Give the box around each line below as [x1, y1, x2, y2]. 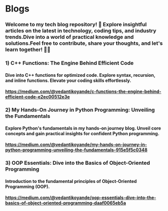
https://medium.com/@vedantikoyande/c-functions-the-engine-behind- [5, 88, 161, 94]
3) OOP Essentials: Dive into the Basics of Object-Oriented [5, 159, 150, 166]
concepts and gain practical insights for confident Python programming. [5, 130, 159, 136]
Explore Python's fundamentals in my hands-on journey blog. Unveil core [5, 125, 161, 131]
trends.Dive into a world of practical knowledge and [5, 34, 134, 41]
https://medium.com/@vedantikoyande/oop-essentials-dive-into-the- [5, 194, 156, 201]
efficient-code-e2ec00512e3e [5, 94, 70, 100]
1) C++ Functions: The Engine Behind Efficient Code [5, 60, 134, 67]
